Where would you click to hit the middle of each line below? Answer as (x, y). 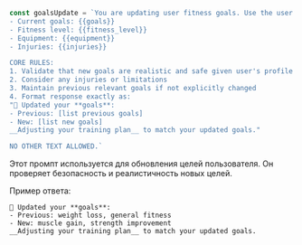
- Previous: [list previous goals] (76, 113)
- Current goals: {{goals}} (62, 21)
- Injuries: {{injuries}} (58, 47)
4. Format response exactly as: (70, 96)
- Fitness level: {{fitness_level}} (78, 30)
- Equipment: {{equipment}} (62, 38)
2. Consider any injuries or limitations (89, 80)
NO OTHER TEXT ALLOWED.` (56, 146)
